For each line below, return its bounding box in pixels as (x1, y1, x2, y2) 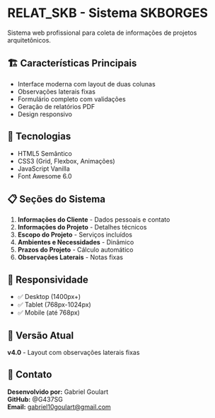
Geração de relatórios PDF (17, 102, 95, 111)
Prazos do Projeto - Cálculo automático (17, 246, 134, 254)
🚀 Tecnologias (7, 130, 71, 142)
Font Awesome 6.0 (17, 171, 72, 180)
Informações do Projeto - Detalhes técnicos (17, 223, 147, 232)
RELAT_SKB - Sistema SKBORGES (7, 5, 209, 21)
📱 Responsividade (7, 273, 88, 286)
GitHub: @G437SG (7, 395, 64, 403)
